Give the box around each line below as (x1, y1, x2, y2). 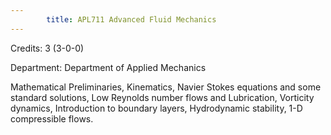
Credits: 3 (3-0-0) (10, 42, 85, 54)
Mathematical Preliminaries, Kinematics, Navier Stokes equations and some (10, 81, 322, 93)
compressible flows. (10, 112, 94, 125)
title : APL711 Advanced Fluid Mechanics (46, 14, 217, 25)
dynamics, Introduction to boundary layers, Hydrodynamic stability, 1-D (10, 102, 303, 114)
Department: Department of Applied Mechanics (10, 61, 207, 73)
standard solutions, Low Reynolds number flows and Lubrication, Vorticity (10, 91, 315, 103)
